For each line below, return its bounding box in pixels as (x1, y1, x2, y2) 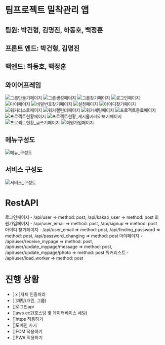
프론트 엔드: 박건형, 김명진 (5, 44, 80, 52)
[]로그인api (12, 303, 34, 309)
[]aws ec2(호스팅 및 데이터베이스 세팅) (12, 310, 87, 316)
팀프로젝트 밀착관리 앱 (5, 4, 89, 16)
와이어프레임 (5, 81, 41, 89)
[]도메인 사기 (12, 322, 37, 328)
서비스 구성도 (5, 165, 43, 174)
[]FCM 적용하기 (12, 328, 43, 334)
